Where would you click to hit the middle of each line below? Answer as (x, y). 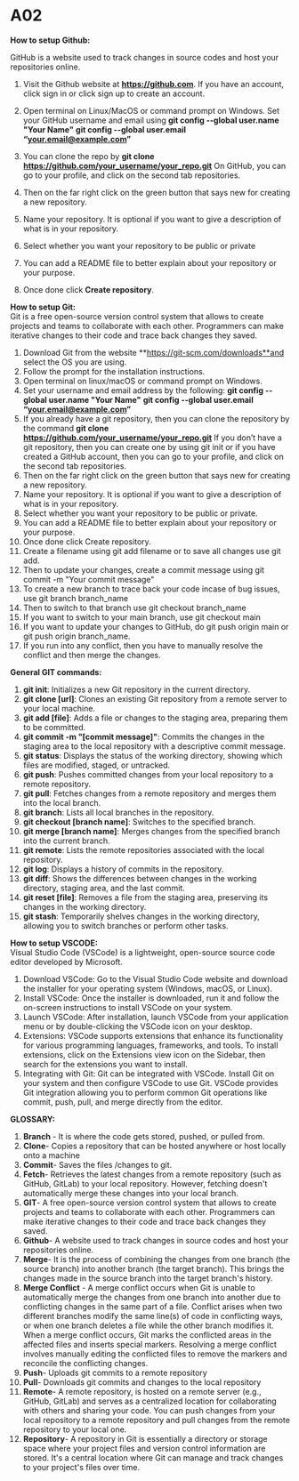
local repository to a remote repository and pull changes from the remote (156, 1420)
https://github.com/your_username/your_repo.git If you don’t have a (153, 438)
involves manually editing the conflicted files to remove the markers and (155, 1354)
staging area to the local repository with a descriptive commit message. (154, 746)
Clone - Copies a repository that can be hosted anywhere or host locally (154, 1146)
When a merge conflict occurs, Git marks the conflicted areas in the (147, 1334)
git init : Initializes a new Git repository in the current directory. (137, 689)
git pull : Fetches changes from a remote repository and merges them (149, 793)
